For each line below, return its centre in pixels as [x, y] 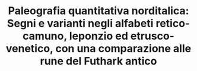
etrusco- [152, 36]
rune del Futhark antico [99, 61]
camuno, [45, 36]
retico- [173, 23]
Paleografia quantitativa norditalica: [99, 11]
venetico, [29, 49]
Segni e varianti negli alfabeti [80, 23]
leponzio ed [99, 36]
